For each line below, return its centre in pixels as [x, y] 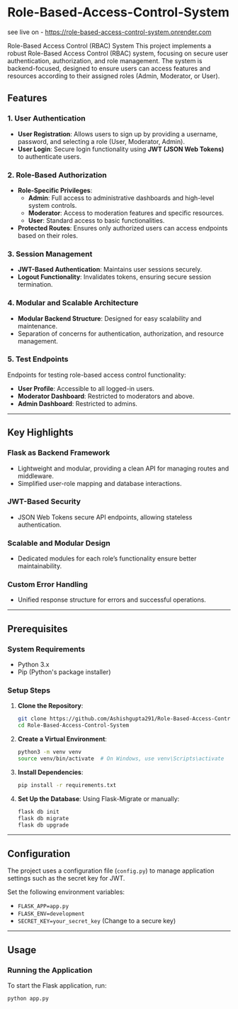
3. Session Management [50, 254]
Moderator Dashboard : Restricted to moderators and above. [106, 396]
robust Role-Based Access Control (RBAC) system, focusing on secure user [118, 53]
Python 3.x [33, 665]
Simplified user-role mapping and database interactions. [100, 483]
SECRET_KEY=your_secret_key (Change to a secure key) [97, 921]
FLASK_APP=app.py [43, 906]
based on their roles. [48, 236]
